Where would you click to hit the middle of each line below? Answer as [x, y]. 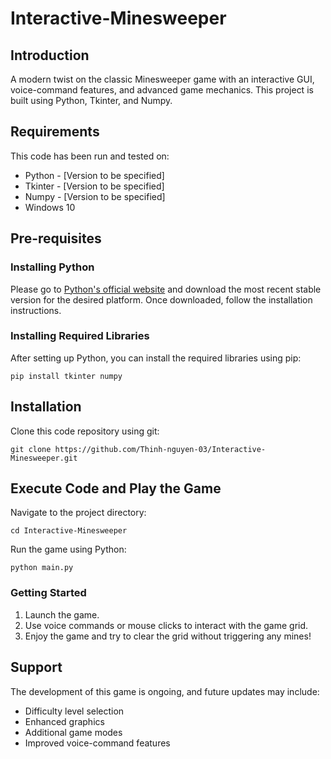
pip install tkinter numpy [66, 376]
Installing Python [52, 267]
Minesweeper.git [44, 458]
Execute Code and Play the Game [116, 488]
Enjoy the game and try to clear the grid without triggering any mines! [168, 636]
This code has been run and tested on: [90, 156]
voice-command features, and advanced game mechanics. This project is [162, 90]
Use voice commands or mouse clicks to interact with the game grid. [166, 625]
